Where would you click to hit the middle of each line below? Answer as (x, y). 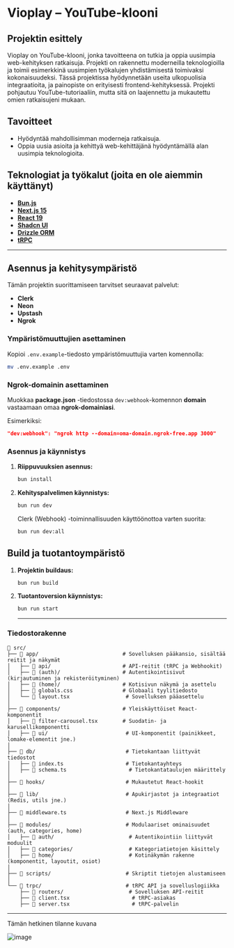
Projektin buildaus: (45, 570)
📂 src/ (17, 648)
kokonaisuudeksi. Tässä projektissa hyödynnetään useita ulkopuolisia (107, 77)
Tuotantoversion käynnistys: (60, 596)
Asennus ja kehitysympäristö (72, 269)
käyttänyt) (30, 186)
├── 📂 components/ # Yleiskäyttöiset (92, 709)
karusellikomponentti (39, 727)
